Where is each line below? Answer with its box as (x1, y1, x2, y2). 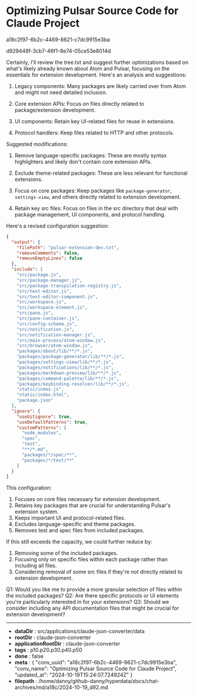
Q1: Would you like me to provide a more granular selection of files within (6, 586, 182, 593)
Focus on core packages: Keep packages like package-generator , (14, 187, 172, 194)
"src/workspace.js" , (16, 299, 67, 305)
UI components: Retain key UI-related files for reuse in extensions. (14, 117, 175, 124)
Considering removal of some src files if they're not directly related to (14, 568, 183, 576)
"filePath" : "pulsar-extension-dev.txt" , (16, 245, 119, 251)
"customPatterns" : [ (16, 424, 67, 431)
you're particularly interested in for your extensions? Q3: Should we (6, 599, 169, 606)
